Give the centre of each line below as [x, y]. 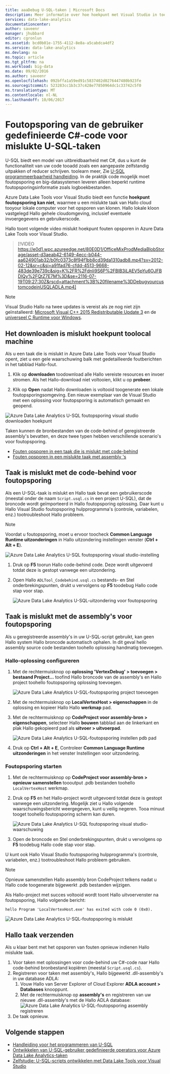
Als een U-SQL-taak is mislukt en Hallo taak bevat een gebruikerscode [79, 493]
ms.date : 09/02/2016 [27, 72]
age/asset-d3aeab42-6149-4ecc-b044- [60, 255]
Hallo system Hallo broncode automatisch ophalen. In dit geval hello [76, 642]
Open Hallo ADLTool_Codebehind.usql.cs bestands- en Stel [73, 580]
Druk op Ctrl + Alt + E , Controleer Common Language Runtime [79, 747]
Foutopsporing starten [34, 766]
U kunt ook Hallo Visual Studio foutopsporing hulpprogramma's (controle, [82, 855]
